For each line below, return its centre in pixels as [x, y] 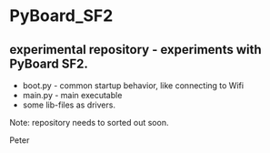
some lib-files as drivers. [69, 105]
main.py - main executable [72, 95]
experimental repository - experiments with [135, 50]
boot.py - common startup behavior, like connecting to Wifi [133, 86]
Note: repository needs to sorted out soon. [89, 122]
